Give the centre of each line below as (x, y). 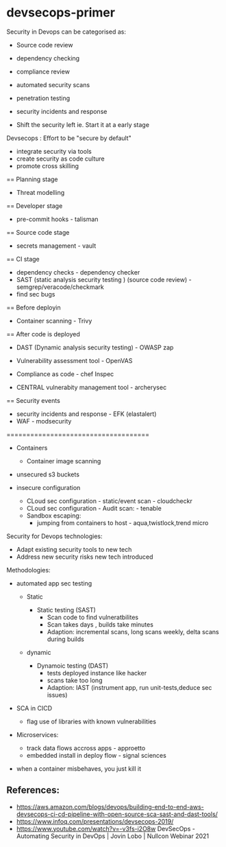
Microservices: (37, 734)
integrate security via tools (54, 151)
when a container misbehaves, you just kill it (79, 768)
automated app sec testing (54, 583)
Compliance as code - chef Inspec (65, 374)
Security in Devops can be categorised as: (66, 32)
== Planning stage (33, 179)
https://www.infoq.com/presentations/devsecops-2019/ (95, 821)
